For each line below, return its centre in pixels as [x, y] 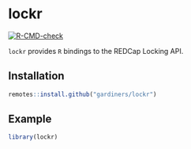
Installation [36, 76]
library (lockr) [33, 137]
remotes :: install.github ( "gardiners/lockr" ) [82, 94]
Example [30, 119]
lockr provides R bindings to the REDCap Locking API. [96, 51]
